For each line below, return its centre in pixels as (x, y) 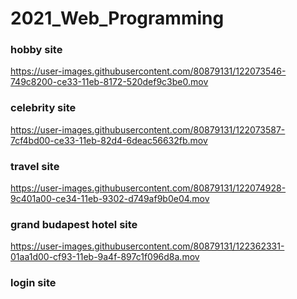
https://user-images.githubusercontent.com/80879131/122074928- (148, 188)
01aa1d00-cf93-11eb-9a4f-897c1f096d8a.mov (105, 257)
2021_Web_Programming (117, 18)
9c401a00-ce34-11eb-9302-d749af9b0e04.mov (110, 199)
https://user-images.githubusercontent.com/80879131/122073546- (148, 71)
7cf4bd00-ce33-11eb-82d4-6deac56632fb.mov (109, 140)
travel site (35, 166)
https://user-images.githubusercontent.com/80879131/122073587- (148, 129)
